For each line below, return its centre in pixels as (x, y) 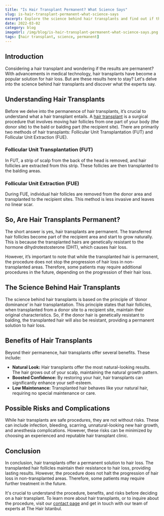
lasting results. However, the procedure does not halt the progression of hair (82, 473)
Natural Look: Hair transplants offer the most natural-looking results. (81, 367)
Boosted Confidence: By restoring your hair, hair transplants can (77, 377)
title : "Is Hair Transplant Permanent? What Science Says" (66, 10)
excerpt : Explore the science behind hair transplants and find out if (79, 19)
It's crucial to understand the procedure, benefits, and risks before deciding (81, 493)
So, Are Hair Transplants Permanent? (63, 220)
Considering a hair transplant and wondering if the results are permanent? (79, 68)
